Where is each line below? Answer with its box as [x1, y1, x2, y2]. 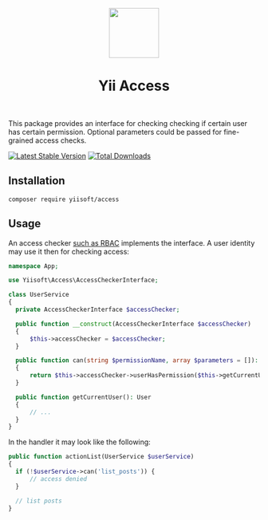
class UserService [8, 291, 69, 299]
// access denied [29, 475, 88, 483]
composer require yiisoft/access [8, 195, 120, 203]
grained [8, 136, 34, 145]
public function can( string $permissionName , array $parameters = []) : [15, 357, 259, 364]
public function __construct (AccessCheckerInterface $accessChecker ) [15, 320, 251, 328]
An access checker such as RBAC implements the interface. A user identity [8, 238, 255, 247]
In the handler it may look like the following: [8, 437, 152, 447]
